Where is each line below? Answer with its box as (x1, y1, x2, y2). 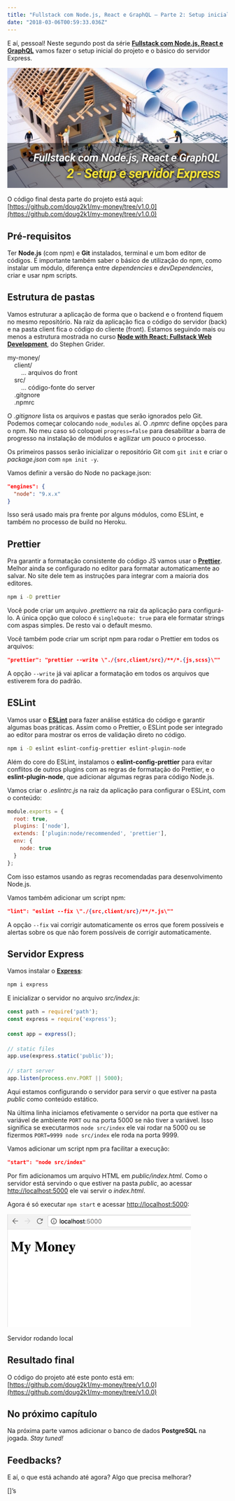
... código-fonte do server (20, 383, 96, 392)
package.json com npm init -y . (7, 455, 99, 463)
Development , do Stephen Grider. (7, 340, 105, 348)
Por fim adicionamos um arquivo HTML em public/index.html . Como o (7, 1171, 208, 1180)
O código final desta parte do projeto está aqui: (7, 195, 143, 203)
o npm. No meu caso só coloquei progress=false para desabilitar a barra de (7, 426, 226, 434)
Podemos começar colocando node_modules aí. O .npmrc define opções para (7, 419, 228, 427)
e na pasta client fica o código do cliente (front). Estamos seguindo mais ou (7, 324, 225, 333)
